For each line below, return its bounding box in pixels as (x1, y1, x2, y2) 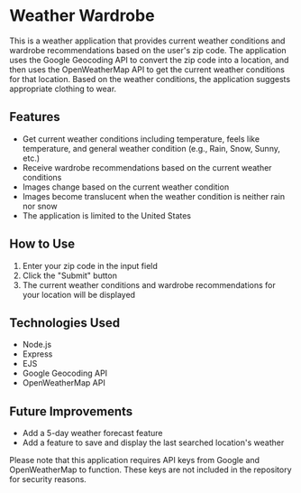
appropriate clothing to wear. (9, 83, 117, 94)
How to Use (9, 237, 76, 252)
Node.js (22, 340, 52, 350)
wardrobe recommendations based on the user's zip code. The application (9, 44, 287, 55)
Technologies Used (9, 315, 120, 330)
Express (22, 349, 53, 359)
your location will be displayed (22, 289, 136, 300)
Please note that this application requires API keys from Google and (9, 455, 260, 466)
